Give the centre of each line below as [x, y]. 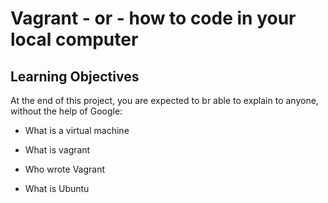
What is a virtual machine [77, 130]
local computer [74, 39]
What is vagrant [57, 150]
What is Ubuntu [57, 188]
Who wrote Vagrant [65, 169]
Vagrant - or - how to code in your [153, 18]
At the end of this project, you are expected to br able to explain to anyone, [164, 100]
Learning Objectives [75, 76]
